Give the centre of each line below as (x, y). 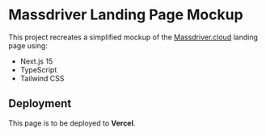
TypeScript (38, 69)
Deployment (40, 103)
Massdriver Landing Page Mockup (126, 15)
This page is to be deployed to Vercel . (72, 123)
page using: (28, 45)
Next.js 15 (36, 61)
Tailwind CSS (42, 78)
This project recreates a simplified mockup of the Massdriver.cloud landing (133, 37)
